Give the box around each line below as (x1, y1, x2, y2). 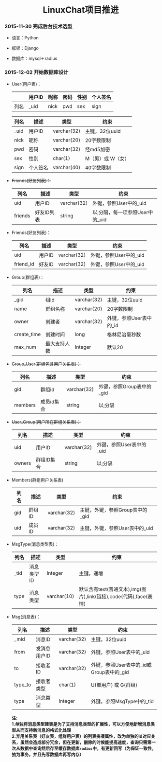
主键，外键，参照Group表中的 (79, 506, 147, 513)
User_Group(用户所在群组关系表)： (11, 419, 81, 425)
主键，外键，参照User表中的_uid (79, 525, 153, 532)
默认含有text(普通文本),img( (78, 585, 142, 592)
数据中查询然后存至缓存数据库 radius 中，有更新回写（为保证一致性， (20, 745, 156, 751)
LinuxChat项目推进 (43, 4, 119, 16)
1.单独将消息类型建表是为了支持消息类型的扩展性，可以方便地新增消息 (11, 721, 151, 727)
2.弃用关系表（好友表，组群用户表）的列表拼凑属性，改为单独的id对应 (11, 733, 151, 739)
